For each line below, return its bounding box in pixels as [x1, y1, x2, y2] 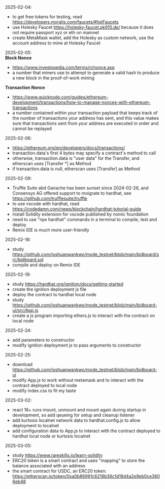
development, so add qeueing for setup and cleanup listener [12, 412, 135, 418]
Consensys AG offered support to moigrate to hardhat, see [12, 190, 132, 196]
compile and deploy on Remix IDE [12, 262, 81, 267]
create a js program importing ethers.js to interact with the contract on [12, 312, 155, 318]
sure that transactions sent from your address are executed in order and [12, 121, 159, 126]
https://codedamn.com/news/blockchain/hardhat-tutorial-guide [12, 206, 141, 212]
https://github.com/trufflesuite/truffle [12, 195, 88, 201]
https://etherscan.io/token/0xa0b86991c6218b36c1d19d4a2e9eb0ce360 [12, 473, 160, 479]
